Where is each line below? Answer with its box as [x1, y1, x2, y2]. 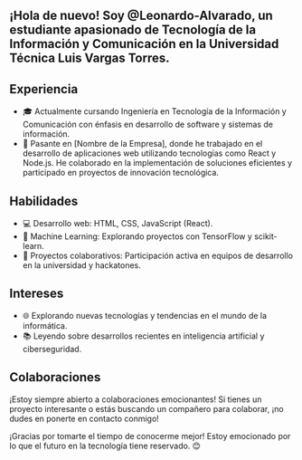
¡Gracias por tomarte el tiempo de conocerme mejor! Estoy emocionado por [9, 430, 291, 441]
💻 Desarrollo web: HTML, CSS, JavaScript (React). [22, 218, 213, 229]
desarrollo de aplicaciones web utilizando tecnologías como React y [22, 148, 277, 158]
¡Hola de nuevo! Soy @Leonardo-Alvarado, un [9, 8, 273, 24]
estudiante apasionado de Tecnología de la [9, 23, 256, 38]
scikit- [254, 231, 278, 242]
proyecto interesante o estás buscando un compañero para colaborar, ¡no [9, 403, 284, 414]
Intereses [9, 286, 64, 302]
